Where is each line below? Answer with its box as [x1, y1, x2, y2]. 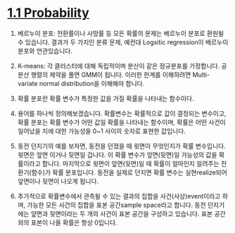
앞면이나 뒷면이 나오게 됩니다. [17, 177, 99, 185]
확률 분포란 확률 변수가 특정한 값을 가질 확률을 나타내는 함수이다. [17, 94, 194, 103]
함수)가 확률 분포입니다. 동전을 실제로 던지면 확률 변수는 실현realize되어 [31, 168, 227, 177]
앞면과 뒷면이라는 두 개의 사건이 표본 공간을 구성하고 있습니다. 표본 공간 [30, 209, 227, 218]
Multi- [192, 70, 210, 79]
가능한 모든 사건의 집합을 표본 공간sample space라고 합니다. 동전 [27, 201, 206, 209]
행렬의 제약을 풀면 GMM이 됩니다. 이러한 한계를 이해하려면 [30, 70, 191, 79]
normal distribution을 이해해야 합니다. [39, 79, 145, 87]
